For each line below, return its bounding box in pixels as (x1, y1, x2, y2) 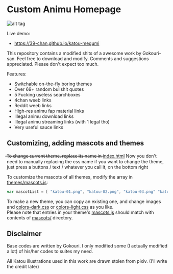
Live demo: (7, 30, 31, 36)
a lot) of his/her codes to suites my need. (7, 248, 93, 255)
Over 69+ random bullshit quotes (14, 86, 84, 92)
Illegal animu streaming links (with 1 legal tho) (14, 118, 110, 124)
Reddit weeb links (14, 102, 52, 108)
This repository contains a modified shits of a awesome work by (7, 50, 142, 56)
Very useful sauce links (14, 124, 64, 130)
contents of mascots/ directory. (7, 214, 73, 220)
